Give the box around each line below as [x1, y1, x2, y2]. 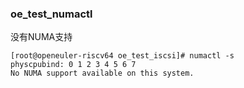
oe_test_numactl [10, 7, 93, 21]
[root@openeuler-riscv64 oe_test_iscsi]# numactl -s [10, 51, 235, 61]
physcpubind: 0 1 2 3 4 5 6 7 [10, 60, 137, 70]
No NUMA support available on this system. [10, 68, 195, 79]
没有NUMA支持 [10, 31, 73, 43]
